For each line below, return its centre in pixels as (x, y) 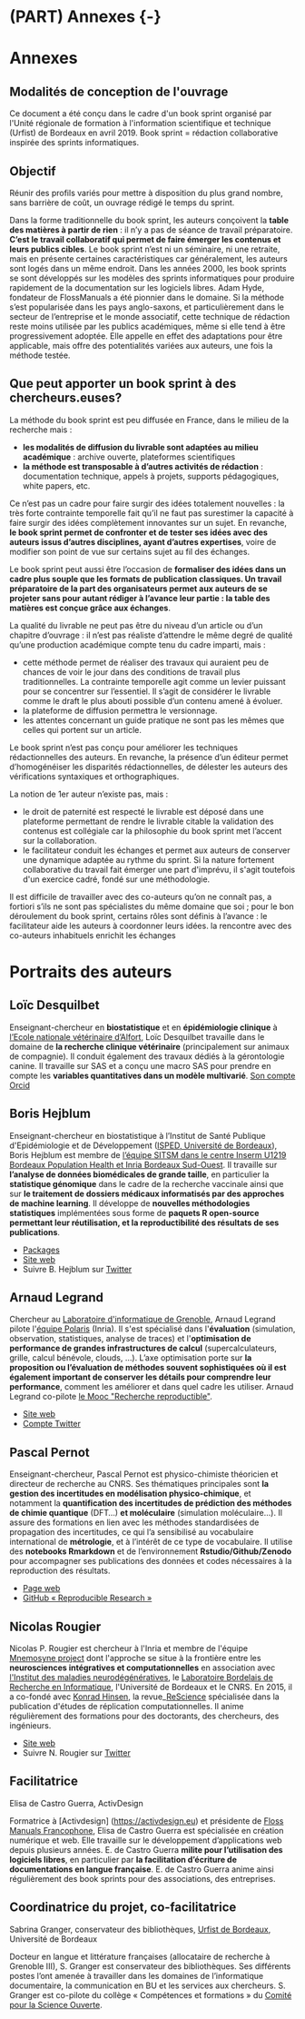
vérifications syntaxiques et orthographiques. (94, 776)
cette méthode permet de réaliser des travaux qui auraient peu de (146, 662)
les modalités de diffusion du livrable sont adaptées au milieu (140, 447)
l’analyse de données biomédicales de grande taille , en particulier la (139, 1174)
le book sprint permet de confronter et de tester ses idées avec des (138, 532)
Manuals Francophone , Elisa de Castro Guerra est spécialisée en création (147, 1830)
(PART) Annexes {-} (85, 17)
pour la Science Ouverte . (56, 2004)
